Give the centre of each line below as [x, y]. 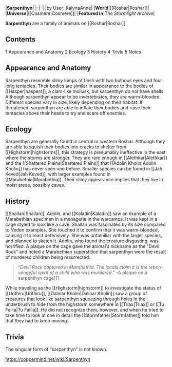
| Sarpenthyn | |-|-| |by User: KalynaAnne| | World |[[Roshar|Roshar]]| [77, 8]
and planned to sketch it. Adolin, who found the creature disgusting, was [82, 241]
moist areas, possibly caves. [35, 185]
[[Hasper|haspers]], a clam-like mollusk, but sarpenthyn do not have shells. [85, 91]
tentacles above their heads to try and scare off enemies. [66, 113]
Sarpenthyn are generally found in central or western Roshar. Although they [85, 142]
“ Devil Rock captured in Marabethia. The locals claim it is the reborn [90, 267]
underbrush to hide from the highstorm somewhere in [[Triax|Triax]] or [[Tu [85, 304]
